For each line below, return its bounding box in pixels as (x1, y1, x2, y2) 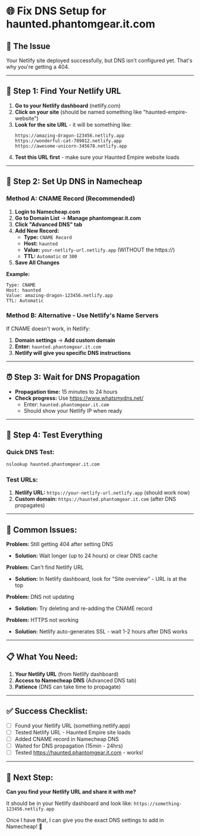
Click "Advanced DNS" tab (14, 221, 83, 228)
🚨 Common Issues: (6, 525, 77, 535)
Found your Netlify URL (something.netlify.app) (14, 722, 131, 729)
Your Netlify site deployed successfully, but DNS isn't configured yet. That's (6, 57, 193, 64)
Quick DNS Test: (6, 448, 55, 456)
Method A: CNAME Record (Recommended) (6, 194, 135, 203)
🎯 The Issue (6, 41, 51, 51)
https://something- (133, 801, 182, 807)
